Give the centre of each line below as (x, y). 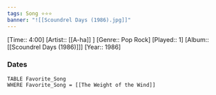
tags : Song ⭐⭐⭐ (30, 13)
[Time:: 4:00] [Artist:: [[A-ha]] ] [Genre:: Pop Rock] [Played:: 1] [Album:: (108, 39)
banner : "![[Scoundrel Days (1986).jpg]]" (69, 20)
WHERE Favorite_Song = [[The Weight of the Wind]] (81, 85)
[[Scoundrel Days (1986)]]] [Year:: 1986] (64, 47)
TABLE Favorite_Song (37, 79)
